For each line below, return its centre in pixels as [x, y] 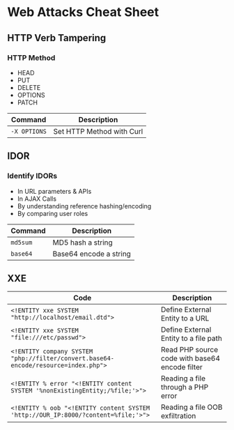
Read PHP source [189, 350]
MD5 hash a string [83, 243]
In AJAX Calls [37, 199]
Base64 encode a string [92, 254]
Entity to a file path [192, 339]
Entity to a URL [185, 318]
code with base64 [191, 358]
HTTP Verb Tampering [57, 38]
